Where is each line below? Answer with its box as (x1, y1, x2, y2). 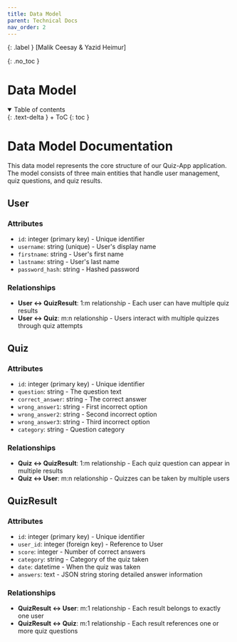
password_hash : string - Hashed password (17, 265, 139, 273)
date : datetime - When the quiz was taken (17, 562, 141, 571)
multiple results (17, 467, 63, 475)
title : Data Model (7, 10, 62, 18)
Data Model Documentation (7, 138, 173, 154)
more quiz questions (17, 627, 78, 636)
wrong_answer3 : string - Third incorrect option (17, 417, 150, 426)
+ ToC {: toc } (49, 113, 90, 122)
